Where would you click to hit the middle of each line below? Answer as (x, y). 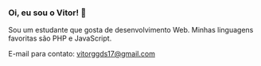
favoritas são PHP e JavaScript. (60, 38)
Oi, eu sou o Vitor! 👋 (47, 13)
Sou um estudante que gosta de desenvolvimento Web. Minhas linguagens (131, 30)
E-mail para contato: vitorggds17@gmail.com (82, 54)
